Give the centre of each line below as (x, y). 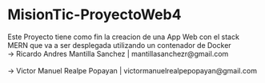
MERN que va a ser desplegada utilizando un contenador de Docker (119, 45)
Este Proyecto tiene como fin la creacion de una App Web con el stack (123, 37)
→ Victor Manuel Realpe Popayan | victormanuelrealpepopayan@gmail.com (132, 70)
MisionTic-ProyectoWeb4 (94, 15)
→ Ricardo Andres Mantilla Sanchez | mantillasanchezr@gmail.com (118, 53)
